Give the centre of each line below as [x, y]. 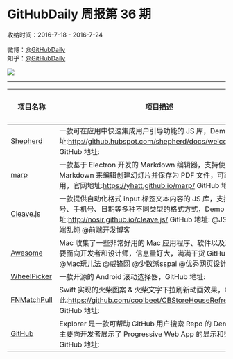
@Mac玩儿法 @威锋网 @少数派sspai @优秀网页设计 [143, 263]
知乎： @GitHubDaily [36, 58]
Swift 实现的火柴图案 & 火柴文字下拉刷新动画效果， [142, 290]
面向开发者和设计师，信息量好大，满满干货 [136, 253]
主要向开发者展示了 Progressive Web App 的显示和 [141, 334]
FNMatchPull [32, 299]
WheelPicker [31, 276]
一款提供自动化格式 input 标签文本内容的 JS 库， [138, 199]
